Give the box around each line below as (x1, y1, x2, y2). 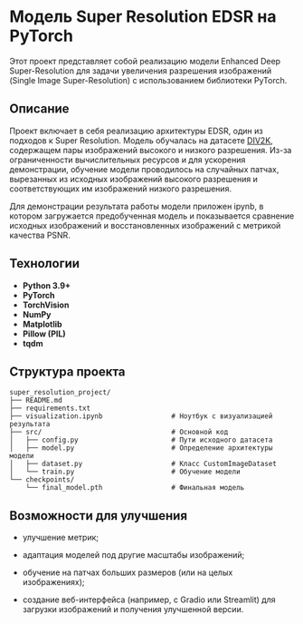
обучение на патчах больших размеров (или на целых (22, 567, 233, 578)
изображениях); (22, 577, 85, 588)
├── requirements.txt (9, 404, 91, 414)
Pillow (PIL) (22, 328, 66, 339)
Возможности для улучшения (9, 508, 188, 523)
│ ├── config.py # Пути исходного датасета (9, 435, 273, 445)
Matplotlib (22, 318, 62, 329)
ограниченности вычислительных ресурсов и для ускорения (9, 154, 246, 165)
